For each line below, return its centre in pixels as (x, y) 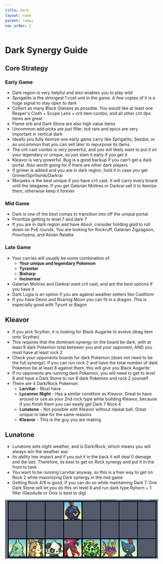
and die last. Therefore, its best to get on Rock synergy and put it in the (83, 462)
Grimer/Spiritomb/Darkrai (37, 176)
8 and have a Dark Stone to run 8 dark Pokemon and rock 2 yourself (80, 378)
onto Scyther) (26, 337)
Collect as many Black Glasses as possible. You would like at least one (82, 108)
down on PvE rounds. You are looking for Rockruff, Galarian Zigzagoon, (83, 230)
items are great (27, 119)
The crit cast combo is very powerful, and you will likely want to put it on (84, 150)
